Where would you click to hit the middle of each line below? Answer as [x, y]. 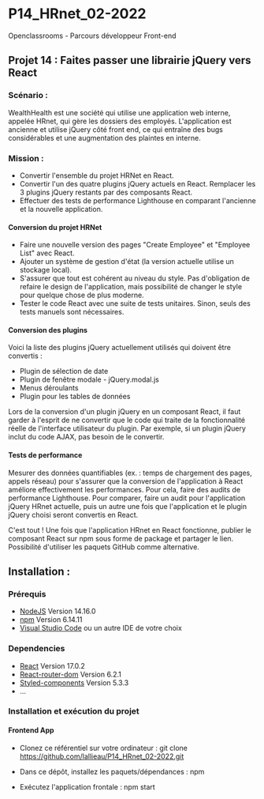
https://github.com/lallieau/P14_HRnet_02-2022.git [102, 756]
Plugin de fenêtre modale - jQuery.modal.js [89, 379]
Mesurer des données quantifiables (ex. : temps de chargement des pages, [130, 473]
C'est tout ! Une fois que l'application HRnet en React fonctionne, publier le [130, 530]
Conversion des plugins [48, 330]
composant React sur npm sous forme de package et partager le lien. [121, 538]
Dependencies [37, 649]
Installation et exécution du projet [74, 711]
